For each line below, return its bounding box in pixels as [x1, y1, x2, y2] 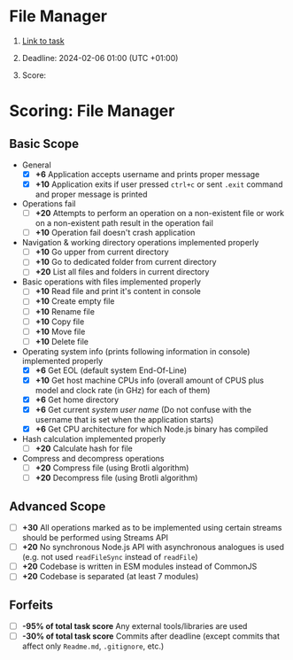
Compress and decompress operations [21, 454, 165, 464]
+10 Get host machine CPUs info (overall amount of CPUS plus [35, 375, 264, 385]
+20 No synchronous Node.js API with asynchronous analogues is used [21, 542, 285, 553]
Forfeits [9, 597, 53, 612]
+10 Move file [35, 326, 86, 337]
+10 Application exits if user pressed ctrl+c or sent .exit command [35, 179, 283, 190]
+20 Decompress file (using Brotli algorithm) [35, 472, 198, 484]
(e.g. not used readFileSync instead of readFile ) [21, 552, 198, 563]
